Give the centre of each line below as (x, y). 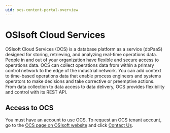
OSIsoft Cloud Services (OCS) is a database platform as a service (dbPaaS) (84, 49)
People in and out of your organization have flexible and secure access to (82, 60)
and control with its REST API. (36, 92)
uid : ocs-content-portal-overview (42, 10)
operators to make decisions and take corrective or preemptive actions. (80, 81)
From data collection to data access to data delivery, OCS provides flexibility (85, 86)
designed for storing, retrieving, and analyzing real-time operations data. (81, 54)
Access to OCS (29, 107)
